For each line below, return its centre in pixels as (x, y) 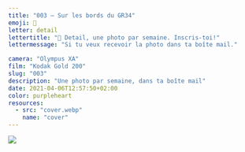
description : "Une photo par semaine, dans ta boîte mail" (107, 81)
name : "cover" (45, 118)
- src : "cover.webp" (49, 110)
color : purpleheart (40, 95)
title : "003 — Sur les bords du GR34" (72, 15)
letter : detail (33, 30)
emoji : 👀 (22, 23)
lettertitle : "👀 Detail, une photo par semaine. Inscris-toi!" (114, 37)
